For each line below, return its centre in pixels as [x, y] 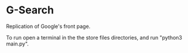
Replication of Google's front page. [48, 26]
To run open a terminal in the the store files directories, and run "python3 [94, 37]
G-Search [30, 10]
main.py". [18, 44]
